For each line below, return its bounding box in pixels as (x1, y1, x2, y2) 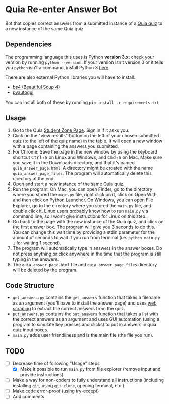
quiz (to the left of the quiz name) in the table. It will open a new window (12, 138, 163, 144)
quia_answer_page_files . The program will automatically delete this (12, 170, 152, 176)
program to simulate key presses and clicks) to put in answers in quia (12, 322, 157, 328)
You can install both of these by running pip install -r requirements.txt (5, 99, 159, 105)
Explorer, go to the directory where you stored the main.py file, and (12, 202, 151, 208)
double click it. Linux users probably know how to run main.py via (12, 208, 148, 214)
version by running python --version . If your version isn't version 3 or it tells (5, 59, 164, 65)
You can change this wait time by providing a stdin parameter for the (12, 229, 155, 235)
